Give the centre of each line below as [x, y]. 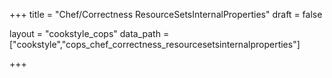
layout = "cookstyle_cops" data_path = [89, 33]
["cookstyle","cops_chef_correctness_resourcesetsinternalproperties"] [155, 44]
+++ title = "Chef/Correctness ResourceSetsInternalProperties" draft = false [166, 14]
